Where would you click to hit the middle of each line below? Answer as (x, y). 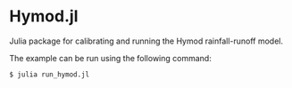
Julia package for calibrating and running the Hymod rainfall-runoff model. (146, 41)
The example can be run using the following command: (110, 58)
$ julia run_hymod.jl (50, 74)
